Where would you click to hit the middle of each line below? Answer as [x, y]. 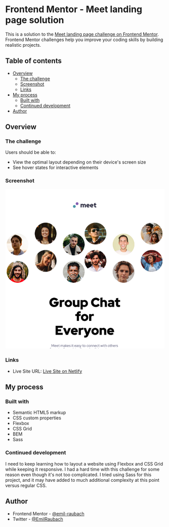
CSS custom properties [37, 418]
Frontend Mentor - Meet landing [74, 9]
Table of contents [33, 61]
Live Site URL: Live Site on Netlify [47, 371]
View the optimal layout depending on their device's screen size [79, 162]
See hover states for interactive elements [55, 168]
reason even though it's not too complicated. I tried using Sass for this [78, 474]
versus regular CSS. [26, 485]
